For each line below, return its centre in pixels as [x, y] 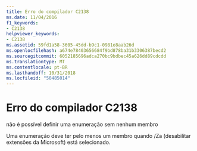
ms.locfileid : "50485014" [38, 78]
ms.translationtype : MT [36, 61]
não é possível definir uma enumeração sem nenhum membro [82, 124]
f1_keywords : [22, 23]
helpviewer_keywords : [33, 34]
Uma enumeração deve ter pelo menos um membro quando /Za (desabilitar [99, 136]
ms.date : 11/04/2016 [32, 17]
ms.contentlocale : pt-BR [37, 67]
